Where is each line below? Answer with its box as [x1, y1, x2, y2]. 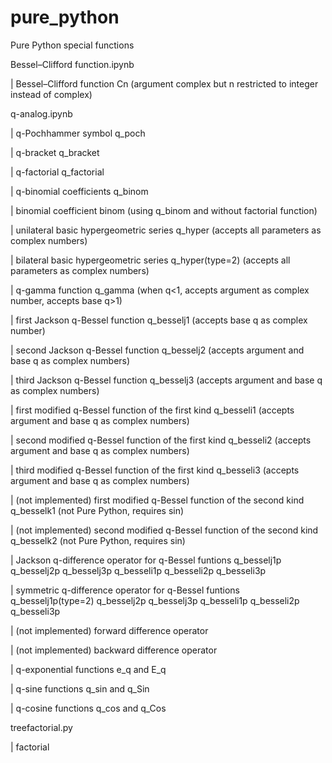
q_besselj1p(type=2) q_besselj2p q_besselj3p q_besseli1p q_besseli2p [10, 594, 300, 606]
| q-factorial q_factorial [10, 166, 105, 178]
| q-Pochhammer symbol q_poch [10, 127, 146, 139]
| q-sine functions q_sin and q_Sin [10, 682, 150, 695]
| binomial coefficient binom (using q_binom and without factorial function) [10, 204, 318, 216]
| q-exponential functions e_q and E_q [10, 663, 167, 675]
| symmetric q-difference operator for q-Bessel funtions [10, 584, 241, 596]
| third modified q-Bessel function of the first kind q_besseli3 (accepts [10, 464, 300, 476]
